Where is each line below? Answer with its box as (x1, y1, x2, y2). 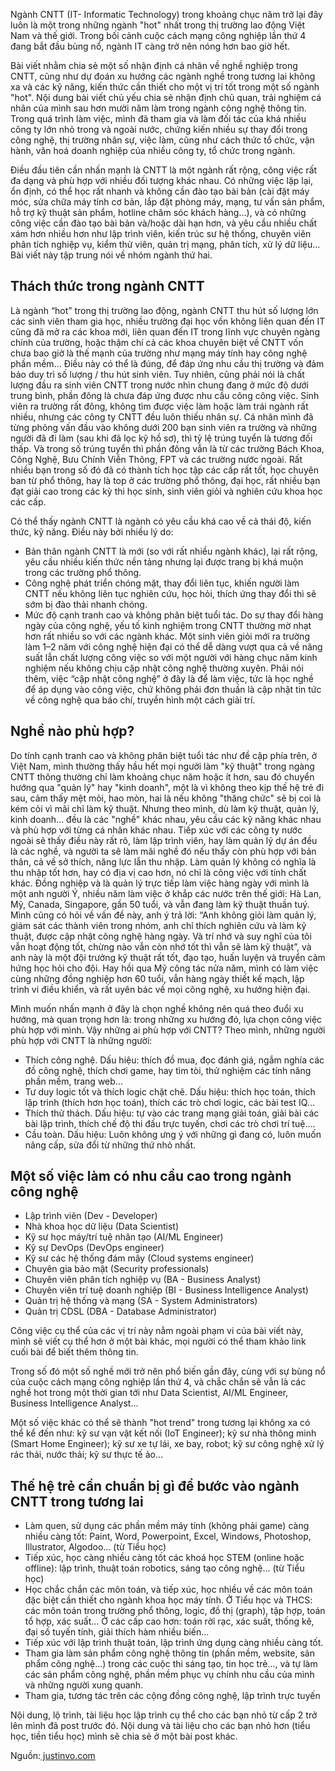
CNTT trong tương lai (10, 1493, 144, 1510)
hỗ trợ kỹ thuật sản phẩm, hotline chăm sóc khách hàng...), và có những (10, 207, 307, 218)
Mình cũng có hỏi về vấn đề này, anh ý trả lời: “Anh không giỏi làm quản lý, (10, 909, 317, 921)
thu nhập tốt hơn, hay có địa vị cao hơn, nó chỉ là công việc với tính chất (10, 866, 307, 878)
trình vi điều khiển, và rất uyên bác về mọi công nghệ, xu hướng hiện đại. (10, 983, 311, 995)
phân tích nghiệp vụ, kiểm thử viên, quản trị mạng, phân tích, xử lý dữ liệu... (10, 239, 321, 250)
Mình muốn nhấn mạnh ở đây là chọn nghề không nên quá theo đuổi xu (10, 1002, 304, 1014)
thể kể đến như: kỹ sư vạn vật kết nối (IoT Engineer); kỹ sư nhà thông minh (10, 1427, 317, 1439)
